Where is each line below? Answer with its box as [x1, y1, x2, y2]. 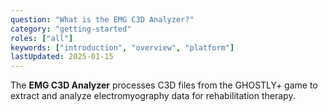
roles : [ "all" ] [10, 33, 74, 43]
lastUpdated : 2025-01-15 [10, 52, 114, 62]
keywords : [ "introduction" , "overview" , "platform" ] [10, 42, 235, 53]
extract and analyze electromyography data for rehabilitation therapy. [10, 90, 296, 102]
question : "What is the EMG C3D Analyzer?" [10, 14, 195, 25]
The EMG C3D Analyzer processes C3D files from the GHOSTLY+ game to [10, 79, 318, 91]
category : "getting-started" [10, 24, 132, 34]
